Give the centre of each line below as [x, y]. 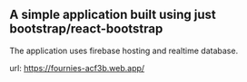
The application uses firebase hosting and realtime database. [124, 50]
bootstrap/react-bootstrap [86, 29]
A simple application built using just [113, 15]
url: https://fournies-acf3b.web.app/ [77, 68]
